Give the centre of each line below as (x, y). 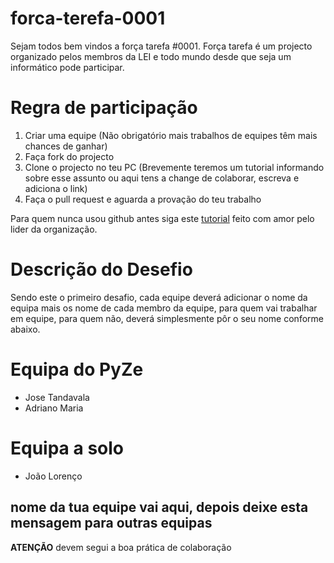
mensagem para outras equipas (111, 523)
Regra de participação (104, 108)
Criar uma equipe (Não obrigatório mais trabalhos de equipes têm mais (171, 135)
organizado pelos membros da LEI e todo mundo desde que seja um (151, 56)
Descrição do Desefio (101, 269)
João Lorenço (53, 476)
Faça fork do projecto (69, 156)
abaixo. (25, 329)
